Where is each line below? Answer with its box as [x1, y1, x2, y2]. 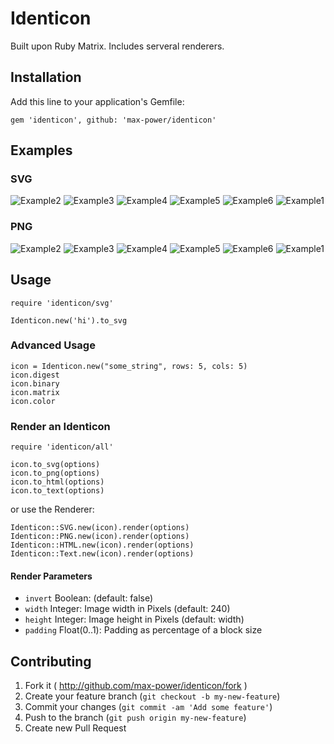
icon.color [10, 396, 56, 406]
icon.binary [10, 378, 60, 389]
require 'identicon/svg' [10, 298, 114, 308]
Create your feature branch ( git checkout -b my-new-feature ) [24, 690, 281, 702]
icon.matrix [10, 387, 60, 397]
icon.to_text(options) [10, 486, 105, 496]
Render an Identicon [10, 419, 111, 433]
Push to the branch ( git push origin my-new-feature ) [24, 712, 247, 724]
